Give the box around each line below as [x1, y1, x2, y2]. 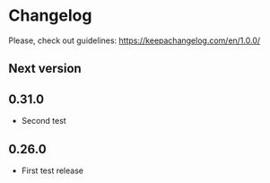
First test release [21, 165, 84, 176]
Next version [8, 61, 82, 76]
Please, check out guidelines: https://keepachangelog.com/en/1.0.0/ [8, 35, 261, 46]
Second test [21, 116, 66, 126]
